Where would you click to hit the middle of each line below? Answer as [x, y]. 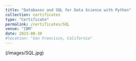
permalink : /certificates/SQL [38, 24]
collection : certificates [33, 15]
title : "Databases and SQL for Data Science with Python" [68, 10]
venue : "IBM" [19, 29]
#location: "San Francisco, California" [49, 39]
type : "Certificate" [27, 19]
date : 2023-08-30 [24, 34]
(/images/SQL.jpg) [25, 53]
